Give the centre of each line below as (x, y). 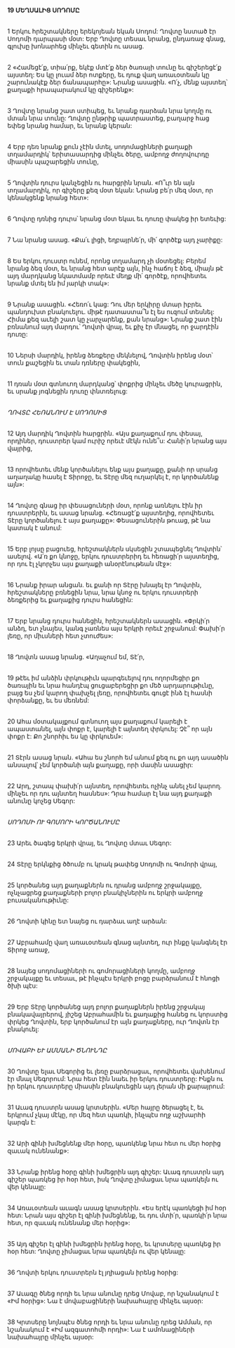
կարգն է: (22, 1122)
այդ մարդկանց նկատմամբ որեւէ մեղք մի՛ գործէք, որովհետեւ (107, 276)
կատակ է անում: (35, 528)
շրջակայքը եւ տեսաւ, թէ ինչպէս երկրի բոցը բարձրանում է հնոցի (114, 978)
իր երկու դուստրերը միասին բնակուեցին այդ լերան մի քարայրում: (116, 1086)
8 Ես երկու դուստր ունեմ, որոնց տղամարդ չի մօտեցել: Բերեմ (107, 261)
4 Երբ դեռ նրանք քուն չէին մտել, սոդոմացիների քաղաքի (100, 146)
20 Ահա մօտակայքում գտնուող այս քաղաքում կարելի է (98, 721)
